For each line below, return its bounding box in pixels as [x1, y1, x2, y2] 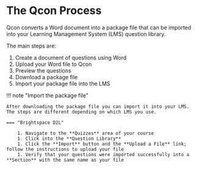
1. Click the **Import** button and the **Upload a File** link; [17, 141, 187, 147]
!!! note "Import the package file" [6, 92, 88, 99]
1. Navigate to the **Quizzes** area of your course [17, 130, 154, 136]
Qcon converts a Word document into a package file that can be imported [6, 24, 192, 31]
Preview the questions [15, 67, 71, 74]
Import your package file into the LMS [15, 80, 111, 87]
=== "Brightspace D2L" [6, 120, 64, 126]
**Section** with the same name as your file [6, 157, 124, 163]
